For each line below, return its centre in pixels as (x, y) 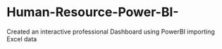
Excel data (22, 38)
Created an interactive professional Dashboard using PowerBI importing (111, 31)
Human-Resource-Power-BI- (93, 12)
